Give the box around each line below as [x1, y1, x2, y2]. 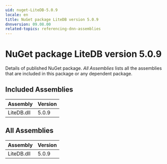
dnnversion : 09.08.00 [5, 21, 51, 27]
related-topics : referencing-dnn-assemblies [5, 26, 101, 32]
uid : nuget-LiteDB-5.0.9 [5, 7, 58, 13]
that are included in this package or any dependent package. [5, 71, 133, 77]
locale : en [5, 12, 28, 17]
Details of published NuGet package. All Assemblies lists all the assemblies [5, 65, 162, 71]
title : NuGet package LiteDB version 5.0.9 [5, 17, 99, 22]
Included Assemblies [5, 85, 74, 94]
